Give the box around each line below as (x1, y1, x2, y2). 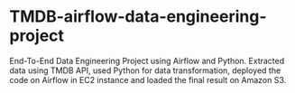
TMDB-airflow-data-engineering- (9, 6, 267, 27)
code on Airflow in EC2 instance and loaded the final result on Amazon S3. (9, 74, 287, 85)
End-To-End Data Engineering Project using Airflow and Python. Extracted (9, 55, 285, 66)
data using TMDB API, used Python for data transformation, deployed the (9, 65, 281, 76)
